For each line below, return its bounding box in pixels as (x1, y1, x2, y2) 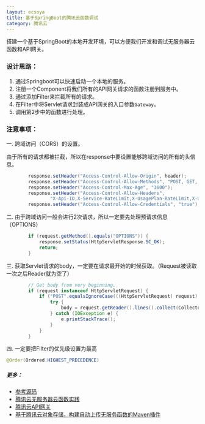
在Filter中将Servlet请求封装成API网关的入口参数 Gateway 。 (15, 100, 160, 108)
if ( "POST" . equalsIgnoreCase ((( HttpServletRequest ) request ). (38, 293, 201, 300)
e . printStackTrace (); (60, 316, 116, 322)
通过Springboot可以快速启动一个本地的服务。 (15, 77, 129, 85)
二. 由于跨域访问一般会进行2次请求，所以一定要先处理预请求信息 (6, 213, 168, 221)
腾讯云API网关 (15, 403, 51, 411)
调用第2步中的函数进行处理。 (15, 108, 88, 115)
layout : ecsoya (6, 9, 45, 15)
